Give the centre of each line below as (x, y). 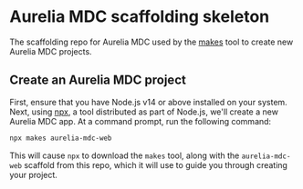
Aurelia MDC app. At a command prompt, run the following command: (141, 121)
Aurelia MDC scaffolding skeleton (140, 17)
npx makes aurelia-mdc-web (61, 138)
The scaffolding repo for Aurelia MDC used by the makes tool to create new (151, 42)
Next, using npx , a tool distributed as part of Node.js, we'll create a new (144, 112)
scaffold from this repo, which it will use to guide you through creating (156, 164)
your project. (33, 174)
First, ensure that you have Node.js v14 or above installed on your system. (148, 102)
